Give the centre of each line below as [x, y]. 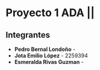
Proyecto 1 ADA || [50, 13]
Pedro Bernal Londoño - [45, 49]
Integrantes [28, 35]
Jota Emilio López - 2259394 [51, 56]
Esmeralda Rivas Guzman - [49, 62]
